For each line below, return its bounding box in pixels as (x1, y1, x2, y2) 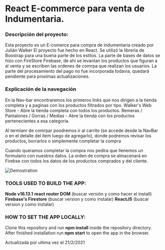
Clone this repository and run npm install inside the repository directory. (5, 225, 152, 231)
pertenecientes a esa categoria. (5, 118, 70, 124)
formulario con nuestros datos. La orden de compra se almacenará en (5, 153, 147, 158)
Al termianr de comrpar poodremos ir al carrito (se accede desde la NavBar (5, 127, 159, 133)
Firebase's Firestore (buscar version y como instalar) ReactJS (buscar (5, 196, 149, 202)
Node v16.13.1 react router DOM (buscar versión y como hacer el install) (5, 191, 152, 197)
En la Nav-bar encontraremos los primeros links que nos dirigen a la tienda (5, 97, 157, 103)
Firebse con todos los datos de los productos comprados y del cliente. (5, 158, 148, 164)
